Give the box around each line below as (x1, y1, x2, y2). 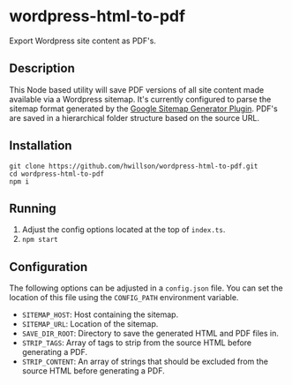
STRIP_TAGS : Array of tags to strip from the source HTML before (21, 337, 252, 348)
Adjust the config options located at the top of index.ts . (21, 224, 226, 235)
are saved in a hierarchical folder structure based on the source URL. (9, 112, 260, 123)
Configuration (9, 259, 88, 275)
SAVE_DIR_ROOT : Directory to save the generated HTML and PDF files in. (21, 328, 280, 339)
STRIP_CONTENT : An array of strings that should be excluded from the (21, 356, 269, 367)
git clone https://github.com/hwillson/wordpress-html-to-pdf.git (9, 162, 258, 170)
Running (9, 200, 57, 215)
